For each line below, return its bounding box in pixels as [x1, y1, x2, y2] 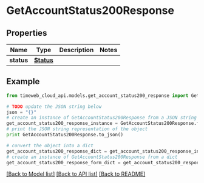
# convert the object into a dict [6, 142, 94, 148]
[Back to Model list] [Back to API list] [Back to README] [6, 170, 146, 178]
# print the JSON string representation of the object [6, 126, 148, 132]
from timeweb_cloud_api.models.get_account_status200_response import [6, 92, 189, 99]
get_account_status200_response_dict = [6, 148, 107, 155]
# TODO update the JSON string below [6, 104, 102, 110]
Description [59, 46, 94, 54]
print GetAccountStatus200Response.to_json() [6, 131, 123, 138]
